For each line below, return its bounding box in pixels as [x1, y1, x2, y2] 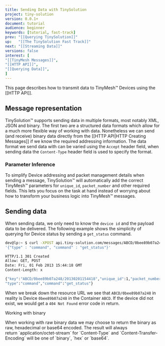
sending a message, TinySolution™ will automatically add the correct [5, 177, 143, 183]
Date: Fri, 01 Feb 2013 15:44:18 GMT [5, 263, 82, 268]
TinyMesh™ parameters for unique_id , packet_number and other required [5, 183, 150, 189]
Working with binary [5, 310, 46, 315]
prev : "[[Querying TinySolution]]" [5, 35, 78, 40]
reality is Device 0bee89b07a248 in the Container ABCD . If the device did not [5, 295, 154, 301]
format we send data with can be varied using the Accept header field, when [5, 143, 159, 149]
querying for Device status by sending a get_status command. [5, 231, 132, 237]
